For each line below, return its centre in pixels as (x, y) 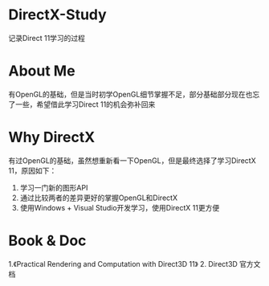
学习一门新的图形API (54, 187)
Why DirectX (52, 137)
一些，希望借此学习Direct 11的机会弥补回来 (85, 104)
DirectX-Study (57, 15)
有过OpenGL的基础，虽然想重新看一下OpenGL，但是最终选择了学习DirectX (132, 160)
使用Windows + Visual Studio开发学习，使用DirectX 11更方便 (120, 207)
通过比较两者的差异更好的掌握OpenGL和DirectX (99, 198)
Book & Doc (47, 241)
